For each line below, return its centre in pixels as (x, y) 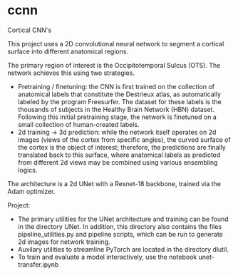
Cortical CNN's (30, 30)
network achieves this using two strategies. (71, 73)
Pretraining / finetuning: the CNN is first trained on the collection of (116, 86)
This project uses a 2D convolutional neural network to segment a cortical (116, 44)
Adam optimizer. (31, 191)
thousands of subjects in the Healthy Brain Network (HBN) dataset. (116, 109)
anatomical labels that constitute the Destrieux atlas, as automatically (119, 94)
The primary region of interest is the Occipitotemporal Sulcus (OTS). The (114, 65)
